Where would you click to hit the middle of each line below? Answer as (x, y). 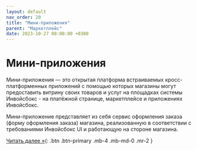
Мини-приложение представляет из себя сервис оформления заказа (94, 117)
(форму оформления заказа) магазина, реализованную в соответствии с (99, 123)
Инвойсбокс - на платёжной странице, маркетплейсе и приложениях (94, 99)
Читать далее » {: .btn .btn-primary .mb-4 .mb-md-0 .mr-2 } (80, 141)
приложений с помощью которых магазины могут (112, 86)
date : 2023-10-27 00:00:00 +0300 (47, 34)
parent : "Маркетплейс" (34, 28)
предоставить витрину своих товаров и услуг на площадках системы (94, 92)
